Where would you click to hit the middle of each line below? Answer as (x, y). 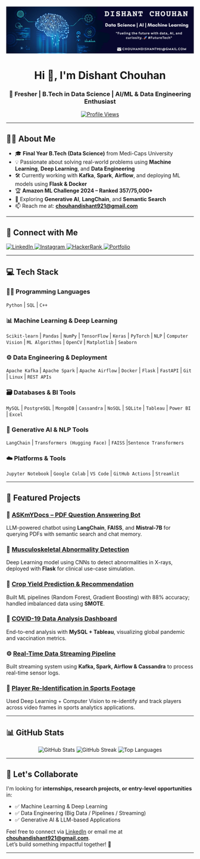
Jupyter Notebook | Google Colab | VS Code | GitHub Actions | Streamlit (93, 473)
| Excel (15, 414)
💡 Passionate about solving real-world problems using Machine (93, 162)
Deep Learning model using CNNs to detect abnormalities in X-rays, (90, 563)
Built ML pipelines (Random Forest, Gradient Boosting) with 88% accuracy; (98, 597)
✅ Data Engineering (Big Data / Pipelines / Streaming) (80, 813)
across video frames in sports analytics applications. (71, 707)
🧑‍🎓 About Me (31, 138)
